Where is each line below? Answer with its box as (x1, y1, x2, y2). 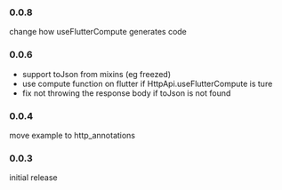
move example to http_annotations (9, 130, 136, 140)
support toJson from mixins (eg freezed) (21, 68, 172, 79)
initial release (9, 172, 58, 183)
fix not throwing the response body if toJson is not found (21, 87, 231, 99)
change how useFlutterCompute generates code (9, 27, 187, 37)
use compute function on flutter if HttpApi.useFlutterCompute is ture (21, 78, 273, 89)
